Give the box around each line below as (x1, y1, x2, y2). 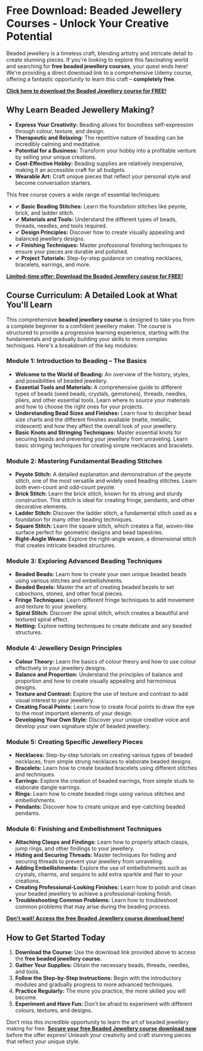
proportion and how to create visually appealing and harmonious (15, 677, 177, 684)
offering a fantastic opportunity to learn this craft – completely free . (6, 75, 176, 83)
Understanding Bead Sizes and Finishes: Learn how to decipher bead (15, 409, 192, 416)
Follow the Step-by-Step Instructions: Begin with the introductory (15, 974, 182, 982)
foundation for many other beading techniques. (15, 516, 133, 523)
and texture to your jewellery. (15, 603, 88, 610)
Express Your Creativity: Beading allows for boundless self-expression (15, 121, 194, 128)
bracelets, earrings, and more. (15, 261, 91, 268)
